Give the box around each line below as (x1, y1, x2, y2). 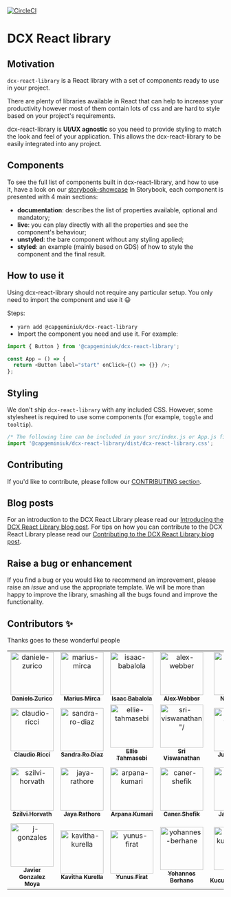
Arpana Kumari (111, 810, 153, 818)
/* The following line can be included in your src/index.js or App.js (7, 433, 217, 441)
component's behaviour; (16, 228, 87, 236)
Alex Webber (164, 694, 200, 703)
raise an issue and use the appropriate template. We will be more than (7, 583, 205, 592)
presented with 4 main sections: (7, 192, 98, 201)
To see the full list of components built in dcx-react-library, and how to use (7, 178, 219, 186)
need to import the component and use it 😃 (7, 295, 131, 303)
